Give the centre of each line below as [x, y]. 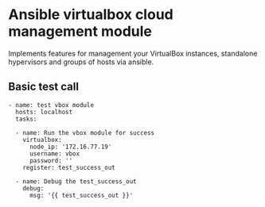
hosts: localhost [44, 112]
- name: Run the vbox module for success [85, 132]
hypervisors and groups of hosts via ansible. [81, 62]
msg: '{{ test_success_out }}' [81, 195]
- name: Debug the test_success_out [76, 181]
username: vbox [55, 153]
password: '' [51, 160]
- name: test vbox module [51, 105]
